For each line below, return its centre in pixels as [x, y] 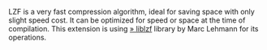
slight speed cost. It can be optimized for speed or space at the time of [127, 20]
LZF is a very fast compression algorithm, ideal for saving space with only [132, 12]
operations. [28, 37]
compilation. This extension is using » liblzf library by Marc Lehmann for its [133, 29]
